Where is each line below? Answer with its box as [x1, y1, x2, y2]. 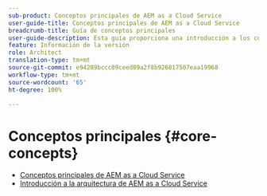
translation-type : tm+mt [8, 57, 91, 65]
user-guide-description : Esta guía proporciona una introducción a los [8, 33, 250, 42]
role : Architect [8, 49, 62, 57]
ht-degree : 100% [8, 85, 62, 94]
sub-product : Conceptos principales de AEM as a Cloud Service [8, 11, 222, 20]
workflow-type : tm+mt [8, 71, 80, 79]
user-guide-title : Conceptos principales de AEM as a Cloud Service [8, 19, 240, 27]
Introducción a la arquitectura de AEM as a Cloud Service [19, 178, 208, 188]
